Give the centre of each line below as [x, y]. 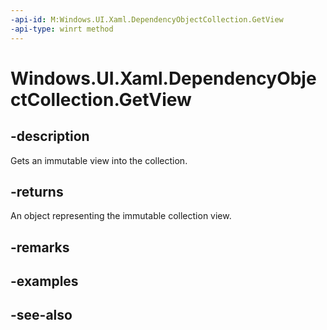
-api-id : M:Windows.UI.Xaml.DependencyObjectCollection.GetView [147, 19]
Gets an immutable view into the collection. [99, 160]
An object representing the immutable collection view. [121, 216]
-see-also [41, 315]
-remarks [40, 247]
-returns [37, 191]
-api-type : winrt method [62, 29]
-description [50, 136]
